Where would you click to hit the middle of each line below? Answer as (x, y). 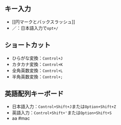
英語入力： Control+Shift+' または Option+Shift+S (62, 113)
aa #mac (21, 119)
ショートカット (28, 45)
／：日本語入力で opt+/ (35, 28)
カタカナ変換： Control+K (37, 64)
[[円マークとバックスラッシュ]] (43, 22)
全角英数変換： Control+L (37, 70)
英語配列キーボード (34, 94)
